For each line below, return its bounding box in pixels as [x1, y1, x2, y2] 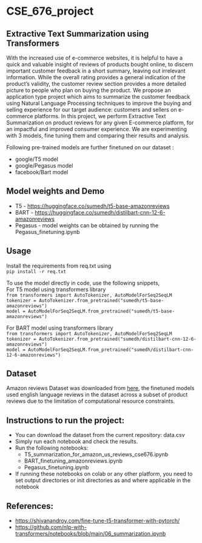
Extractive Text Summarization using [6, 29, 149, 39]
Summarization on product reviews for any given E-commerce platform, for [6, 119, 194, 126]
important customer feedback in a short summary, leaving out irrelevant [6, 67, 186, 74]
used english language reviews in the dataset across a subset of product [6, 391, 188, 399]
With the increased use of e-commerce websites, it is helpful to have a [6, 54, 183, 62]
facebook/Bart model [15, 169, 69, 176]
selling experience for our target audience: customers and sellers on [6, 106, 177, 113]
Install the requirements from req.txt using [6, 262, 112, 269]
